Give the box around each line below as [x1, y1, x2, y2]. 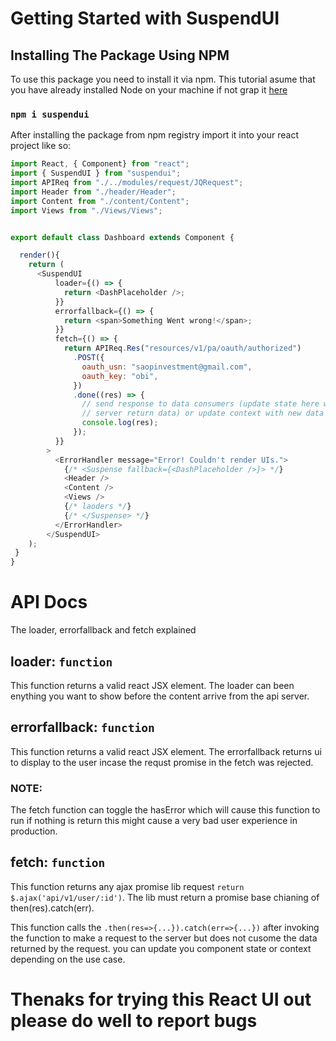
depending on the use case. [10, 953, 126, 965]
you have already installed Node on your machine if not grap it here [10, 84, 288, 96]
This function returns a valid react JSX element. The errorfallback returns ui [10, 745, 322, 757]
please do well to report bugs [10, 1010, 258, 1032]
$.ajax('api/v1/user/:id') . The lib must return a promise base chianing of [10, 891, 320, 903]
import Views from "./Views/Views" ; [10, 205, 163, 216]
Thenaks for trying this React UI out [10, 988, 312, 1011]
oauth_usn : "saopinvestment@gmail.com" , [81, 362, 253, 372]
